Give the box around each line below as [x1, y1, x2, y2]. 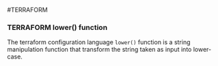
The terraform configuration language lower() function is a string [7, 38, 191, 46]
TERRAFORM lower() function [7, 22, 108, 32]
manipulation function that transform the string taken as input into [7, 46, 192, 54]
